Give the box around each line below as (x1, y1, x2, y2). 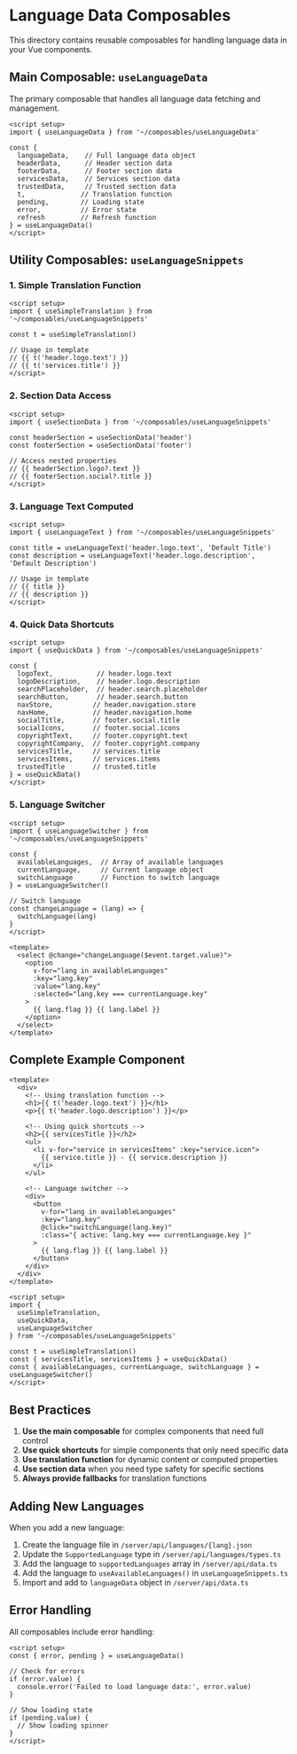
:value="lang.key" (32, 982, 101, 991)
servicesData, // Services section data (17, 174, 180, 183)
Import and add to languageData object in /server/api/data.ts (21, 1578, 249, 1588)
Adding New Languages (9, 1499, 145, 1514)
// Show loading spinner (17, 1721, 109, 1730)
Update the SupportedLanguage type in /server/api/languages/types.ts (21, 1549, 282, 1560)
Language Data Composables (9, 5, 231, 26)
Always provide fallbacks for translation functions (21, 1473, 207, 1484)
